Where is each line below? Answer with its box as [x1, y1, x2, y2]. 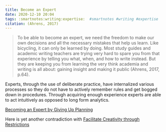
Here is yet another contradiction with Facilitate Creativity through [5, 116, 140, 122]
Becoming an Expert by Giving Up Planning [5, 107, 93, 113]
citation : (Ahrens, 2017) [5, 21, 58, 26]
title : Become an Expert [5, 7, 56, 12]
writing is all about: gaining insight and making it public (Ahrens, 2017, [17, 66, 160, 72]
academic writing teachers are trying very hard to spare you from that [17, 51, 160, 57]
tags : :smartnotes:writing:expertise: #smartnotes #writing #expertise [5, 16, 159, 21]
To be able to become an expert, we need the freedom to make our [17, 35, 155, 41]
